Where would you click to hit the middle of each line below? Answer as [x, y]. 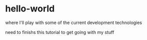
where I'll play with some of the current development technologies [73, 22]
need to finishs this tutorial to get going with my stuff [60, 32]
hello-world [30, 9]
